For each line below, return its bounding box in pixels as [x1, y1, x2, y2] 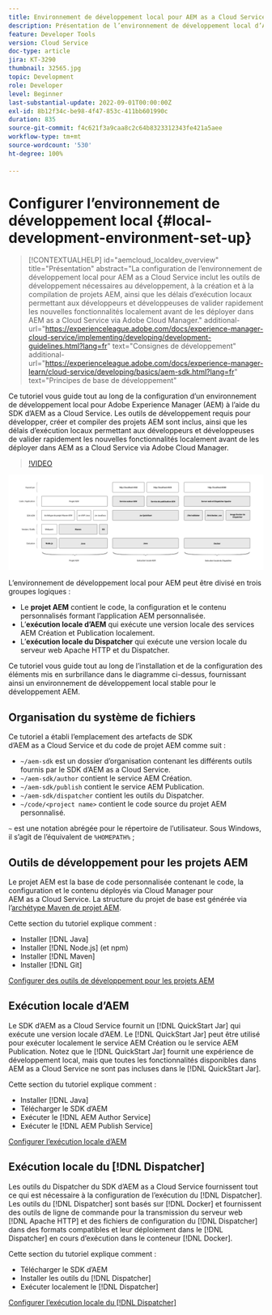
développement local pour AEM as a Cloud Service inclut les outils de [28, 272, 261, 283]
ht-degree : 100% [8, 150, 63, 158]
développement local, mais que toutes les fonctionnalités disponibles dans [8, 1055, 257, 1065]
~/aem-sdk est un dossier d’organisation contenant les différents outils [19, 756, 253, 766]
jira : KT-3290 [8, 56, 57, 64]
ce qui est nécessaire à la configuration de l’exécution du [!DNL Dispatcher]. [8, 1190, 263, 1200]
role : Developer [8, 81, 63, 89]
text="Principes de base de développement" [28, 376, 177, 385]
